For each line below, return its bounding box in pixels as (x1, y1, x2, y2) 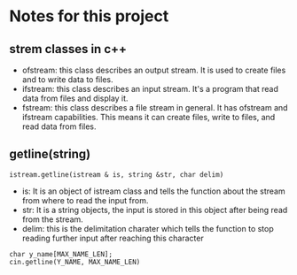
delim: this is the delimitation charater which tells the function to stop (21, 223, 275, 233)
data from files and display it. (21, 93, 129, 103)
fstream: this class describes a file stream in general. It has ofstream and (21, 103, 288, 112)
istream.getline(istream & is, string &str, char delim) (9, 170, 224, 179)
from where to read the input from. (21, 195, 149, 205)
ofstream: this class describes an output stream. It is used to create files (21, 65, 286, 75)
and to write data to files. (21, 74, 113, 85)
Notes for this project (9, 6, 169, 27)
